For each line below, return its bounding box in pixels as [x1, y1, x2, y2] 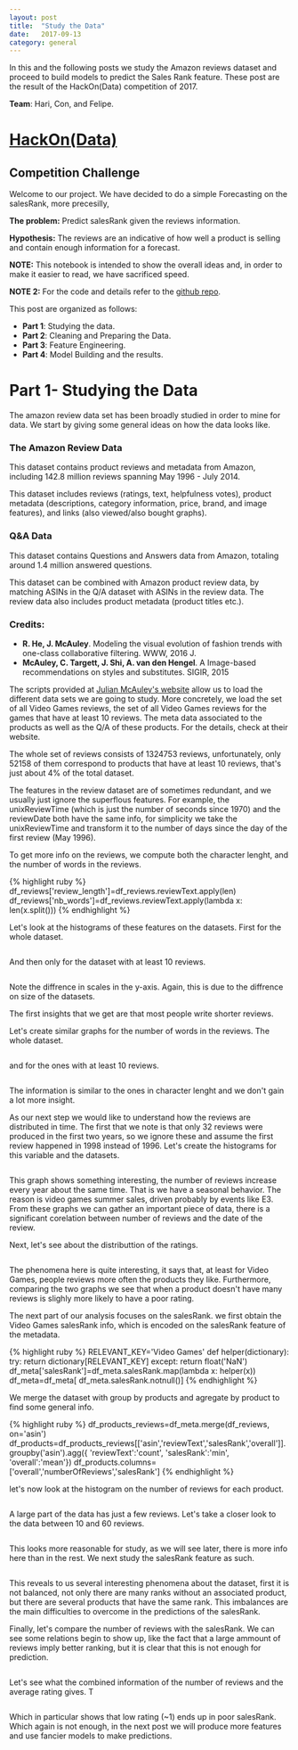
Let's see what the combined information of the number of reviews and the [9, 1677, 284, 1688]
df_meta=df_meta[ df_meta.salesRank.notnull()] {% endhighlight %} [9, 1375, 258, 1386]
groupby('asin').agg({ [9, 1448, 88, 1458]
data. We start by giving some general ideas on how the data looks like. [9, 420, 271, 431]
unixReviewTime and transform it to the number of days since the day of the [9, 823, 287, 834]
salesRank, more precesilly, [9, 198, 109, 210]
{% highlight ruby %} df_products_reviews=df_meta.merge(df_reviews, [9, 1419, 270, 1430]
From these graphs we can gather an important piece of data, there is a [9, 1204, 270, 1214]
